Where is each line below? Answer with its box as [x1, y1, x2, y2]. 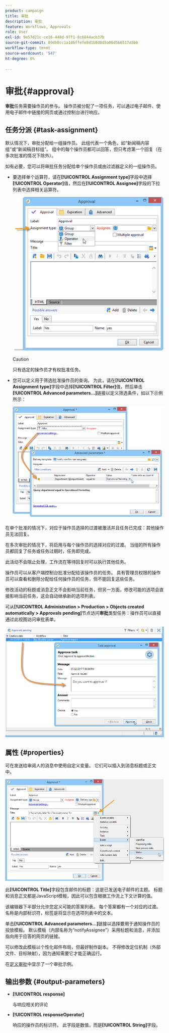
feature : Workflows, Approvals [5, 24, 71, 29]
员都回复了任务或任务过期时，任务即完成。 [5, 548, 94, 554]
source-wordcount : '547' [5, 51, 57, 56]
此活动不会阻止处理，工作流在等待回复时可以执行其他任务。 [5, 559, 129, 565]
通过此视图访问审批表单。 [5, 616, 58, 622]
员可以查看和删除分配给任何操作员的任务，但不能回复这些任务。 [5, 576, 137, 582]
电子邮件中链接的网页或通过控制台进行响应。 [9, 109, 102, 116]
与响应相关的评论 [12, 1002, 48, 1008]
